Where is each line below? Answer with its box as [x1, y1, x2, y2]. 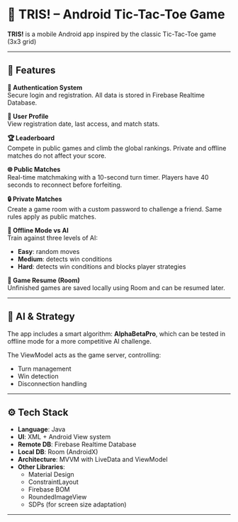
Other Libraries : [17, 463, 65, 471]
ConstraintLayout [28, 477, 79, 487]
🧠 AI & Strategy [7, 311, 76, 323]
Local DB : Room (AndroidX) [17, 448, 98, 456]
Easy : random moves [17, 247, 80, 255]
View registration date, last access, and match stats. [7, 120, 160, 128]
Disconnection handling [17, 379, 87, 388]
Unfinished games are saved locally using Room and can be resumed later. [7, 283, 225, 292]
